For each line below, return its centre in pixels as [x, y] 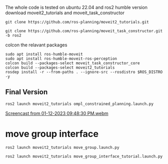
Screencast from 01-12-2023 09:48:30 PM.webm [57, 113]
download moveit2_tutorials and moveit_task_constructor [65, 13]
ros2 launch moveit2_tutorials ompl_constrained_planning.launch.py [79, 104]
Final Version [26, 92]
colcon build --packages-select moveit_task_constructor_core [73, 63]
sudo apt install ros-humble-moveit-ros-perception [61, 59]
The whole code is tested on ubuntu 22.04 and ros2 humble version [76, 7]
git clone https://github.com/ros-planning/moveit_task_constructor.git [84, 31]
